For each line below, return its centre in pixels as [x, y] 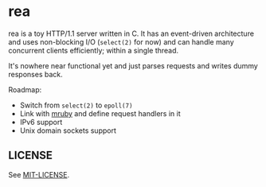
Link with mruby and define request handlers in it [100, 113]
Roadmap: [25, 89]
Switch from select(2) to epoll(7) [76, 105]
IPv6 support [41, 122]
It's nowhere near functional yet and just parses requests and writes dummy [133, 65]
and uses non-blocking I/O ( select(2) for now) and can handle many [121, 41]
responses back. [35, 74]
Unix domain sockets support [68, 131]
